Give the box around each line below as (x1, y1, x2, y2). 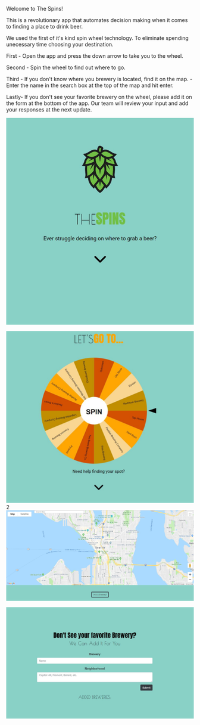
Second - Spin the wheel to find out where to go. (6, 64, 126, 71)
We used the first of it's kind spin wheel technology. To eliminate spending (6, 35, 189, 41)
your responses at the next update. (6, 106, 92, 113)
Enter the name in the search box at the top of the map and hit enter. (6, 82, 174, 89)
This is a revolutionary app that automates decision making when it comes (6, 17, 188, 23)
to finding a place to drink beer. (6, 23, 83, 30)
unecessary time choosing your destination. (6, 41, 114, 48)
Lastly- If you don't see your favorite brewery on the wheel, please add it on (6, 94, 192, 100)
